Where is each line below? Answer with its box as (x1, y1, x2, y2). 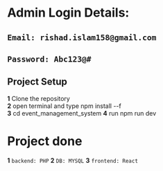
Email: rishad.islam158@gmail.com (7, 33, 157, 42)
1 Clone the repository (7, 94, 71, 102)
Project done (7, 133, 83, 149)
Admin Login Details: (7, 5, 130, 21)
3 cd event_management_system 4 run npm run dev (7, 109, 157, 117)
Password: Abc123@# (7, 54, 92, 64)
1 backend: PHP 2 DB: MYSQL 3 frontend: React (7, 156, 139, 164)
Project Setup (7, 76, 68, 88)
